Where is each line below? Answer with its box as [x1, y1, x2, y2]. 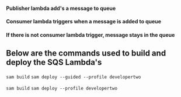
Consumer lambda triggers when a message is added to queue [6, 18, 162, 25]
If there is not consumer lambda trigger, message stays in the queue [6, 31, 175, 38]
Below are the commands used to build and [6, 49, 166, 58]
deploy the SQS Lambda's [6, 57, 102, 67]
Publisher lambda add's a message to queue [6, 5, 116, 12]
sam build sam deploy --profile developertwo [6, 85, 118, 91]
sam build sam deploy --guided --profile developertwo [6, 74, 141, 80]
